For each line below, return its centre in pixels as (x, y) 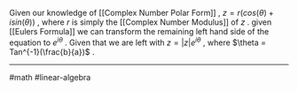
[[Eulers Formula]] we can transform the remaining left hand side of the (139, 31)
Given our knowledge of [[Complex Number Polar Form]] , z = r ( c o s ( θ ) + (142, 13)
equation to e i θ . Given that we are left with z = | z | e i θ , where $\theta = (138, 42)
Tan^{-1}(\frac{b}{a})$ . (52, 51)
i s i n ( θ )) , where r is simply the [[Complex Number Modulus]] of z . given (141, 22)
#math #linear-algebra (50, 77)
